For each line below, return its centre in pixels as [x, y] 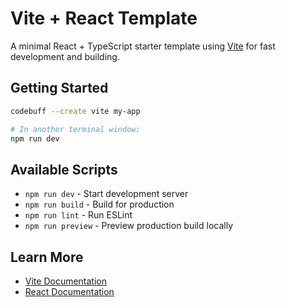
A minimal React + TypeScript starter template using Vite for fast [143, 46]
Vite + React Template [104, 18]
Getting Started [59, 88]
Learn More [47, 257]
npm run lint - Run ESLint [78, 215]
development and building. [65, 56]
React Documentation [69, 291]
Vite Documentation [66, 281]
